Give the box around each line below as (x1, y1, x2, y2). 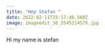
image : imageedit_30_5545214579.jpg (6, 20, 99, 26)
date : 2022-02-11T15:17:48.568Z (6, 14, 88, 20)
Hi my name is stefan (6, 36, 59, 44)
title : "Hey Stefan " (6, 8, 61, 15)
